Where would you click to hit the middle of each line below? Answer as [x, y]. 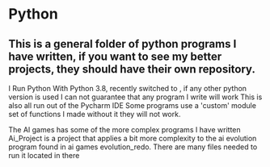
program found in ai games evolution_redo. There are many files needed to [133, 147]
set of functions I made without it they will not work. [95, 114]
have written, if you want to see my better [115, 56]
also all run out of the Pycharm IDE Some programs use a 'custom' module [133, 105]
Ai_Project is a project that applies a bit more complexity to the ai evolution [133, 138]
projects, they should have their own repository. [132, 69]
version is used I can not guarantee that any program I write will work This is [135, 97]
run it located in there [44, 155]
